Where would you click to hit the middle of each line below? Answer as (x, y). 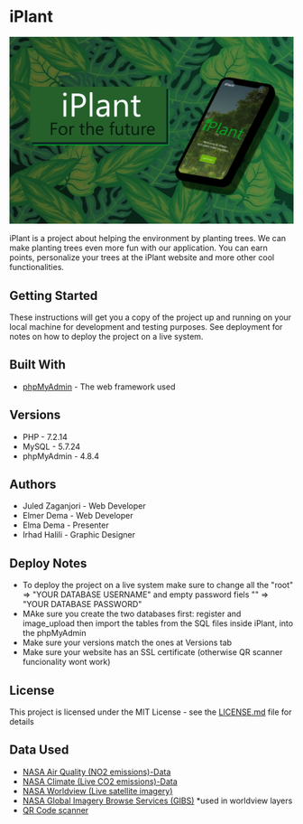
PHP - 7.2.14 (45, 436)
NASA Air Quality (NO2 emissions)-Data (96, 772)
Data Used (39, 750)
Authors (33, 484)
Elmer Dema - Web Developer (78, 516)
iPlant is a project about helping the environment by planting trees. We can (148, 239)
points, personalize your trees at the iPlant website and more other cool (142, 257)
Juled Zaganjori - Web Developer (84, 506)
